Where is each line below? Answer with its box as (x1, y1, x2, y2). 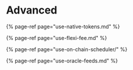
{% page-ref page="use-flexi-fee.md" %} (6, 34, 107, 41)
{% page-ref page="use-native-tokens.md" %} (6, 23, 120, 30)
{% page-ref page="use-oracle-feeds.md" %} (6, 57, 118, 64)
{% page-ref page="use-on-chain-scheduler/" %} (6, 45, 128, 53)
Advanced (6, 4, 57, 17)
